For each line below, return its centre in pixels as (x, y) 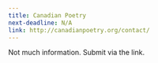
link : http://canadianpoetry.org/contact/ (79, 30)
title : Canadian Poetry (47, 15)
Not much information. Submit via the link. (77, 53)
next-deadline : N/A (40, 23)
